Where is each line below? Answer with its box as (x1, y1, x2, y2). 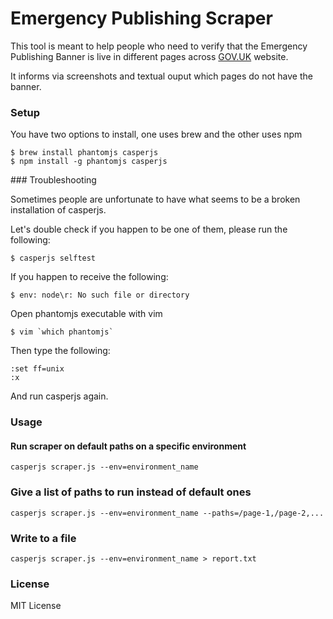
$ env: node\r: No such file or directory (10, 290, 190, 301)
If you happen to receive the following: (10, 271, 169, 283)
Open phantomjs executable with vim (10, 308, 163, 320)
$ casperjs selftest (10, 253, 97, 264)
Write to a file (10, 531, 77, 545)
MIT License (10, 600, 62, 612)
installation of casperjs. (10, 204, 107, 216)
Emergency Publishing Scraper (10, 7, 273, 30)
